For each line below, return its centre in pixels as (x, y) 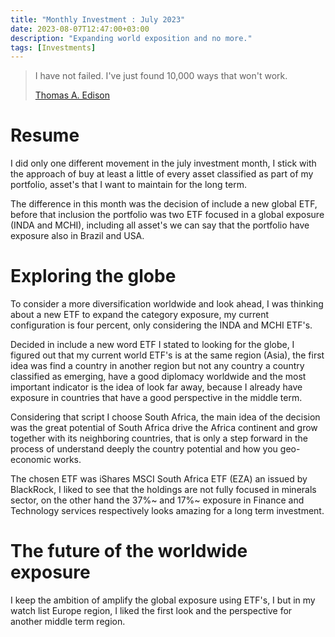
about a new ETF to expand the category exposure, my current (140, 315)
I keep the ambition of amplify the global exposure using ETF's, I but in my (163, 600)
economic (31, 460)
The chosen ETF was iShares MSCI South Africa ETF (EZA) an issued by (159, 479)
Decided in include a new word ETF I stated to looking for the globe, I (152, 345)
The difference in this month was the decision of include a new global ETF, (164, 204)
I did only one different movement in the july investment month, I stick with (163, 163)
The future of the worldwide (129, 551)
